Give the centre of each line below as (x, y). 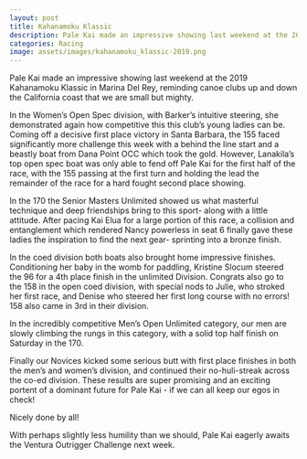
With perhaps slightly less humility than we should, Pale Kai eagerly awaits (150, 435)
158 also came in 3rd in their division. (79, 306)
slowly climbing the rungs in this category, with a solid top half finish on (144, 334)
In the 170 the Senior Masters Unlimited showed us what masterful (134, 201)
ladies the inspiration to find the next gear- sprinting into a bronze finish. (145, 240)
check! (22, 400)
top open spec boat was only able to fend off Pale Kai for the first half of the (153, 164)
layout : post (34, 18)
